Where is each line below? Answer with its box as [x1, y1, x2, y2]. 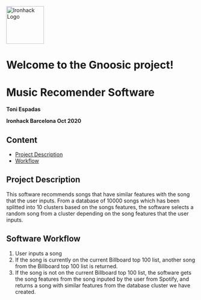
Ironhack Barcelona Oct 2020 [6, 117, 81, 125]
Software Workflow [6, 234, 81, 244]
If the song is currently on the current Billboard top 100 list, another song [14, 256, 196, 263]
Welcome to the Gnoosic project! [6, 58, 174, 72]
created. [14, 288, 36, 295]
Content [6, 135, 38, 145]
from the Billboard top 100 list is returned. [14, 262, 119, 270]
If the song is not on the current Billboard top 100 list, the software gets [14, 269, 191, 276]
